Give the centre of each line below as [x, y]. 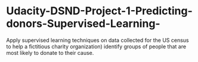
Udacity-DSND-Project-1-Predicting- [99, 11]
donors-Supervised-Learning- [83, 24]
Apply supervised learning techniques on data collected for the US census [98, 40]
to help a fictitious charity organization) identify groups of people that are [96, 46]
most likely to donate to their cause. [50, 52]
